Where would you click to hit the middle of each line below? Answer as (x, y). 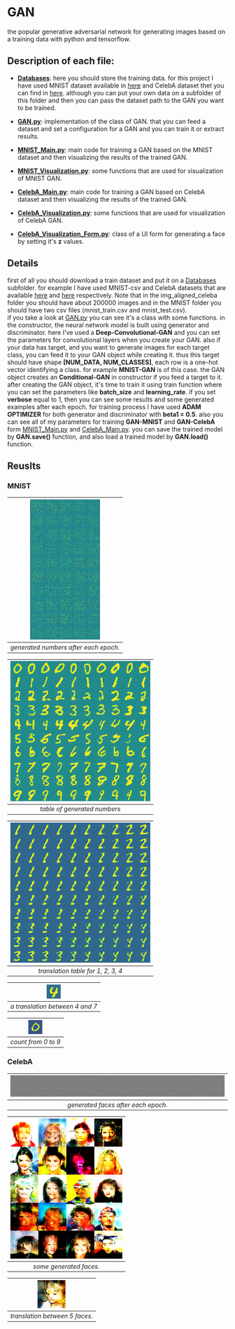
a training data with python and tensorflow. (69, 39)
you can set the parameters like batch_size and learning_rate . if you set (112, 392)
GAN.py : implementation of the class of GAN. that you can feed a (112, 121)
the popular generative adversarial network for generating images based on (116, 32)
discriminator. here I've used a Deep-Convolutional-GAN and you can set (114, 332)
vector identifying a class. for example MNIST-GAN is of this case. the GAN (116, 369)
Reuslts (24, 466)
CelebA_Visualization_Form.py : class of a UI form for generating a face (121, 234)
